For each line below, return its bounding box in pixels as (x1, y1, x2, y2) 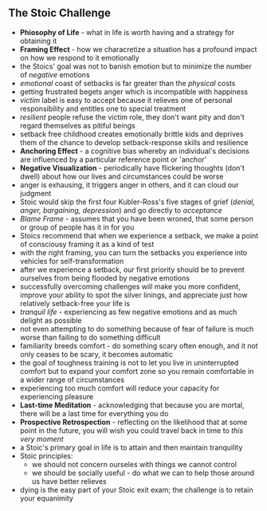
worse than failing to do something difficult (19, 332, 161, 342)
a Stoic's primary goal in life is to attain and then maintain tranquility (19, 442, 243, 452)
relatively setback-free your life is (19, 298, 130, 308)
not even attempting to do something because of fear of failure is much (19, 324, 254, 333)
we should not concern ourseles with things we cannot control (31, 459, 238, 469)
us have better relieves (31, 476, 107, 485)
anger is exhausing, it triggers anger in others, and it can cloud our (19, 179, 239, 190)
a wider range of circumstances (19, 375, 125, 384)
